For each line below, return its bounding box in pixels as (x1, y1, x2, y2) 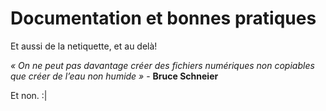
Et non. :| (10, 89, 48, 101)
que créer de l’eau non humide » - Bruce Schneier (10, 70, 219, 82)
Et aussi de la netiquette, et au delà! (10, 40, 158, 52)
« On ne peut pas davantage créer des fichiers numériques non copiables (10, 59, 315, 71)
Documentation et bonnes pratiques (10, 7, 317, 30)
